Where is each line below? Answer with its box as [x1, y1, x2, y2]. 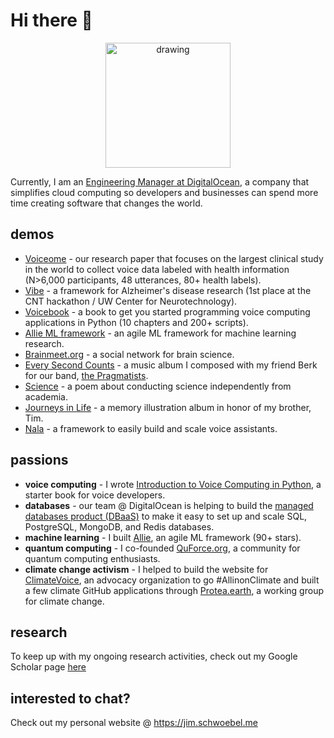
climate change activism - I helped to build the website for [24, 563, 269, 575]
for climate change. [24, 595, 105, 607]
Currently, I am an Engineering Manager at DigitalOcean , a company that [10, 175, 310, 188]
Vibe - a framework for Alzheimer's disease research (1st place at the [24, 284, 312, 296]
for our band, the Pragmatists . [24, 369, 149, 381]
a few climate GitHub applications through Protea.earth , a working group [24, 584, 324, 596]
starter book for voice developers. [24, 489, 166, 501]
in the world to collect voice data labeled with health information [24, 263, 290, 275]
